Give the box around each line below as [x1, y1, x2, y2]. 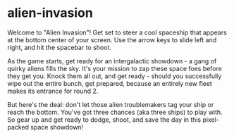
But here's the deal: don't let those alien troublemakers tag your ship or [7, 100, 214, 108]
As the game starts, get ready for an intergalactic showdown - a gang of [7, 56, 217, 65]
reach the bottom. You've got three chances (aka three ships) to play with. [7, 108, 223, 116]
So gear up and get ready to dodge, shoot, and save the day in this [7, 115, 202, 124]
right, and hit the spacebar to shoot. [7, 43, 111, 51]
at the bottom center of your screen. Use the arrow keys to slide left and [7, 35, 217, 44]
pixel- [202, 115, 220, 124]
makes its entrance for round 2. [7, 87, 99, 95]
